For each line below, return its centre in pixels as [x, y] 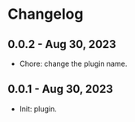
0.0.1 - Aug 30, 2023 [61, 89]
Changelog [46, 14]
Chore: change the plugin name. [73, 63]
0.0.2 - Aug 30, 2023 [62, 44]
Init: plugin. [38, 109]
